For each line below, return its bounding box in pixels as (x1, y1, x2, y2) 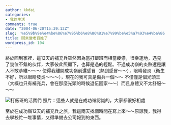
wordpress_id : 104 (5, 40, 44, 46)
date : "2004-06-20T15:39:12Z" (5, 26, 70, 31)
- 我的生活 (5, 17, 25, 22)
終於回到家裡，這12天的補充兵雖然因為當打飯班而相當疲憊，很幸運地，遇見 (5, 55, 162, 61)
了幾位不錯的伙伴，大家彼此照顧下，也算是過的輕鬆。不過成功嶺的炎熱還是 (5, 61, 161, 67)
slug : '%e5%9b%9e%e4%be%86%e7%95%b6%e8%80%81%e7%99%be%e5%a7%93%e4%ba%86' (5, 31, 167, 36)
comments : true (5, 21, 38, 27)
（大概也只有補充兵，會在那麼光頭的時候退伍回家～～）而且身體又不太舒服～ (5, 80, 166, 86)
